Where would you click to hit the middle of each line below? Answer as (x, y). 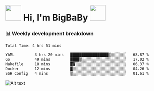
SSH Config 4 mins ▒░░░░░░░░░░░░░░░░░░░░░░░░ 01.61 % (77, 73)
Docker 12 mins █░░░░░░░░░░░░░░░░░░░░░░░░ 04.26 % (77, 69)
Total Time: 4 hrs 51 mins (33, 46)
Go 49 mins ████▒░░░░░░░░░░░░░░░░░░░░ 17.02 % (77, 60)
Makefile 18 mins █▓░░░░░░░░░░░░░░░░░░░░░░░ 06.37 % (77, 64)
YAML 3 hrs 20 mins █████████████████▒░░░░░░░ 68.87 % (77, 55)
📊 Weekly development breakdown (49, 34)
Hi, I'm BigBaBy (55, 18)
